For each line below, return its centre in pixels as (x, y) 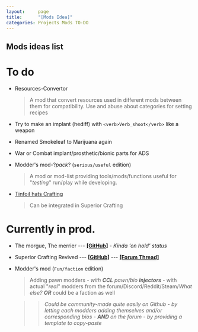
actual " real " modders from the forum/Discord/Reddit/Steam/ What (111, 286)
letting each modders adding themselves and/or (103, 310)
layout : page (28, 12)
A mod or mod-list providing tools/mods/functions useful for (103, 176)
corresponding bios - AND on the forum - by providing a (113, 317)
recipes (39, 112)
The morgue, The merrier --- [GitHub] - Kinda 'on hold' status (91, 246)
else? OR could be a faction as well (72, 292)
